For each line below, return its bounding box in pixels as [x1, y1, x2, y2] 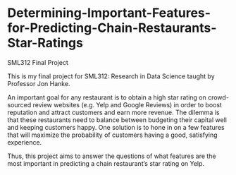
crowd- [207, 93, 229, 102]
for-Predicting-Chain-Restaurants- [7, 20, 217, 36]
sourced [7, 100, 32, 109]
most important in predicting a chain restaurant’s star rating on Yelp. [7, 159, 205, 167]
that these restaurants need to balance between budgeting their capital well [7, 115, 228, 124]
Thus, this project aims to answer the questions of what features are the [7, 152, 216, 160]
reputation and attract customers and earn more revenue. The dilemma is [7, 108, 220, 116]
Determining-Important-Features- [7, 5, 211, 21]
